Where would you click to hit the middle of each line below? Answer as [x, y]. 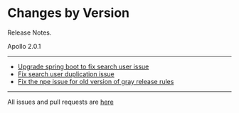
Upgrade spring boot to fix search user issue [83, 66]
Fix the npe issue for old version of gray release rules [96, 81]
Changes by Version [69, 13]
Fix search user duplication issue [66, 74]
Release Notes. [30, 32]
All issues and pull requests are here [60, 102]
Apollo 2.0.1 [24, 46]
